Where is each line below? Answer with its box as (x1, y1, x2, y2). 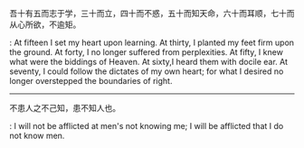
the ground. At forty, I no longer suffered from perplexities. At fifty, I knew (9, 47, 283, 57)
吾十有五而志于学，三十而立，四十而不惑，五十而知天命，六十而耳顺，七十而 (9, 8, 295, 18)
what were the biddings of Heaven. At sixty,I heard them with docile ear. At (9, 57, 288, 67)
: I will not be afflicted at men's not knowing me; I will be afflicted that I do (9, 121, 284, 131)
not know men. (9, 130, 65, 141)
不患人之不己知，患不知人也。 (9, 103, 120, 113)
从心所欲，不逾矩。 (9, 19, 81, 30)
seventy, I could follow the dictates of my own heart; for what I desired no (9, 66, 284, 77)
